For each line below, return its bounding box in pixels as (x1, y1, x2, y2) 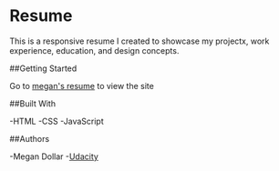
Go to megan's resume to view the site (9, 80, 155, 91)
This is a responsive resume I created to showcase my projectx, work (9, 35, 270, 46)
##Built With (9, 97, 57, 109)
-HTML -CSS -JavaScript (9, 116, 104, 126)
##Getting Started (9, 63, 77, 74)
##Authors (9, 133, 50, 144)
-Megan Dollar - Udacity (9, 151, 98, 162)
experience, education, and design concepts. (9, 45, 180, 55)
